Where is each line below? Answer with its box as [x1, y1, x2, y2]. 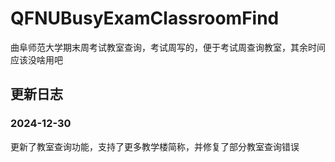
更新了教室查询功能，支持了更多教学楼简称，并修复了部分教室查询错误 [10, 140, 300, 152]
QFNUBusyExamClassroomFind [10, 7, 280, 30]
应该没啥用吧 [10, 53, 63, 66]
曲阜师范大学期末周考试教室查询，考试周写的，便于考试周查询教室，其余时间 [10, 41, 326, 53]
